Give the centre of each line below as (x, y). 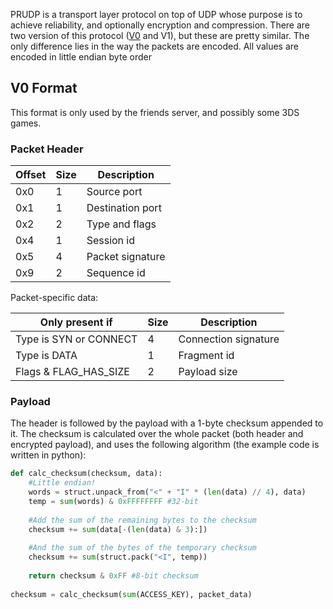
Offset (31, 175)
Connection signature (229, 339)
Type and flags (121, 224)
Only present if (76, 322)
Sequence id (116, 273)
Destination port (124, 208)
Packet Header (47, 149)
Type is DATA (46, 356)
